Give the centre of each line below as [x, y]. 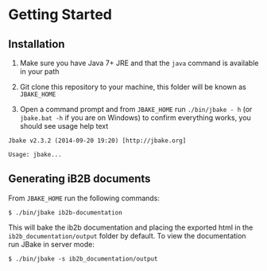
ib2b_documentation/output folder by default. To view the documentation [127, 235]
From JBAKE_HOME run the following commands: [84, 198]
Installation [37, 44]
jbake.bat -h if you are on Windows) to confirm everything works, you [135, 118]
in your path [39, 72]
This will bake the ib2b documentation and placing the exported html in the [131, 227]
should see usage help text [64, 126]
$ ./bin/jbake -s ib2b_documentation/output [83, 259]
